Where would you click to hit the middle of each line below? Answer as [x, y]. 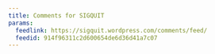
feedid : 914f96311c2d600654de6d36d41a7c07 [86, 38]
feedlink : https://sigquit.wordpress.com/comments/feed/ [111, 30]
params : [21, 23]
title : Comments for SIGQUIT [56, 15]
